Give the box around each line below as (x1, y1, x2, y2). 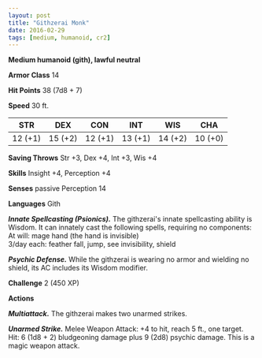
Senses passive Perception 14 (8, 184, 106, 193)
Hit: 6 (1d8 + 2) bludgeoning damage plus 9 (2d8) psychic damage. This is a (8, 333, 255, 342)
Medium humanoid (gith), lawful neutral (8, 55, 141, 65)
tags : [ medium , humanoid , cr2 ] (8, 33, 111, 42)
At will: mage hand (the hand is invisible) (8, 231, 139, 241)
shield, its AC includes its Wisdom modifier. (8, 263, 148, 273)
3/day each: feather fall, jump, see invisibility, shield (8, 240, 176, 249)
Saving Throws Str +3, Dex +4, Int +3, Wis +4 (8, 153, 157, 162)
